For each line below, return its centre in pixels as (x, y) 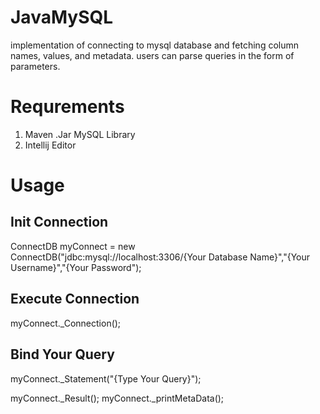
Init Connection (59, 222)
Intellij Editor (50, 145)
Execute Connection (75, 299)
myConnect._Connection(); (66, 323)
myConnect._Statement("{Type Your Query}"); (106, 378)
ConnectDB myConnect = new (73, 246)
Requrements (67, 107)
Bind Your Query (62, 354)
